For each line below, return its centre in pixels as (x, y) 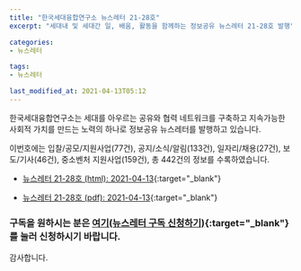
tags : (19, 67)
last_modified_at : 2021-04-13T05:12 (78, 92)
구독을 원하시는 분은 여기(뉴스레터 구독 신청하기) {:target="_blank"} (149, 223)
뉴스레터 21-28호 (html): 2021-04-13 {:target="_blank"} (122, 178)
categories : (31, 42)
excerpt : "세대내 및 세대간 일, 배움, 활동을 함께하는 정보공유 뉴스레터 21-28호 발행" (152, 26)
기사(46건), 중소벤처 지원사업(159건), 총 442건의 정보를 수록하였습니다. (145, 159)
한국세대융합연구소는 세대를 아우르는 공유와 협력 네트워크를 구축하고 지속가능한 (147, 118)
